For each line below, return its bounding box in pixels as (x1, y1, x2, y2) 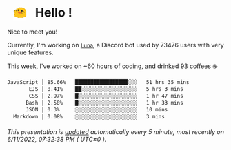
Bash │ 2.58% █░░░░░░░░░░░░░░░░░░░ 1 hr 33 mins (25, 100, 184, 107)
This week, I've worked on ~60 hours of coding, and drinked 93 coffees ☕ (7, 62, 219, 70)
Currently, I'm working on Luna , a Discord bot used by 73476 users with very (7, 41, 224, 50)
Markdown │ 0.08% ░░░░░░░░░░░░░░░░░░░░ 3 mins (13, 114, 165, 120)
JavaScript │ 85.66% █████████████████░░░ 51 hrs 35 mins (7, 79, 190, 86)
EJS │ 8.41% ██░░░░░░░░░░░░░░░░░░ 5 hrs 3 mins (28, 86, 184, 93)
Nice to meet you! (7, 28, 58, 36)
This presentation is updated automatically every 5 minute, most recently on (7, 127, 224, 136)
